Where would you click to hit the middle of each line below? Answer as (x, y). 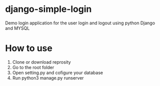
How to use (29, 48)
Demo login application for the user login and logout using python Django (80, 23)
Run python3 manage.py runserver (48, 78)
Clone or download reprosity (41, 62)
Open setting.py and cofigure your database (58, 73)
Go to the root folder (33, 67)
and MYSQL (17, 28)
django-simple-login (48, 9)
